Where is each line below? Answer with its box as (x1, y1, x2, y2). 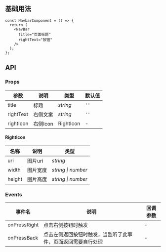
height (7, 175, 23, 182)
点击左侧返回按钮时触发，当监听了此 (43, 231, 127, 238)
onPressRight (7, 221, 39, 228)
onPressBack (7, 234, 39, 241)
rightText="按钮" (18, 37, 53, 42)
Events (5, 191, 22, 198)
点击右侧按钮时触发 (43, 222, 88, 228)
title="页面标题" (18, 32, 51, 37)
